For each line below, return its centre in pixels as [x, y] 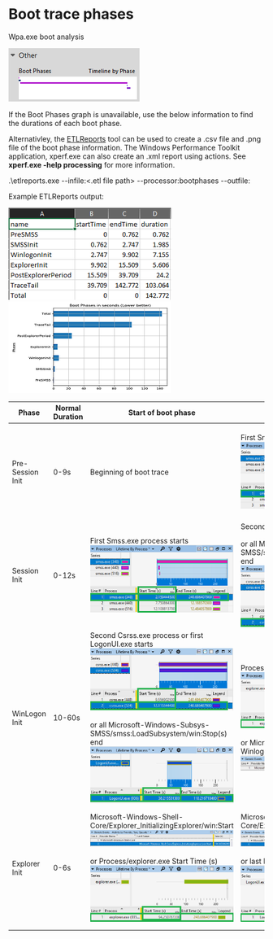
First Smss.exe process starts [139, 541]
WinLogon [29, 714]
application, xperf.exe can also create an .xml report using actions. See [127, 156]
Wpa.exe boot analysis [46, 37]
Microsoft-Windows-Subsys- [159, 724]
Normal [68, 408]
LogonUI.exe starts [121, 644]
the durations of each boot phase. [65, 123]
